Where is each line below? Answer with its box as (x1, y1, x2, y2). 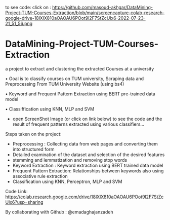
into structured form (12, 146, 55, 152)
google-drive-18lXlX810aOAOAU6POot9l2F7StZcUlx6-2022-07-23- (5, 15, 146, 21)
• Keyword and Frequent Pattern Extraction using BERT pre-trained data (5, 91, 155, 97)
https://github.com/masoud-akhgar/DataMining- (52, 5, 153, 10)
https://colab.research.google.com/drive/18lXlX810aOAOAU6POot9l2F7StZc (5, 194, 164, 200)
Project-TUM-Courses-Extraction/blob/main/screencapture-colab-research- (5, 10, 165, 16)
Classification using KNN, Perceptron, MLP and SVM (12, 178, 122, 185)
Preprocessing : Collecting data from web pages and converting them (12, 140, 158, 146)
